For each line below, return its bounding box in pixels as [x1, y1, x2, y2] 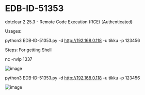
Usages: [5, 28, 22, 34]
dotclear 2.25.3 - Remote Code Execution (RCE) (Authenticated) [5, 19, 133, 25]
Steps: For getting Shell [5, 47, 52, 53]
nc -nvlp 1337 [5, 56, 32, 62]
